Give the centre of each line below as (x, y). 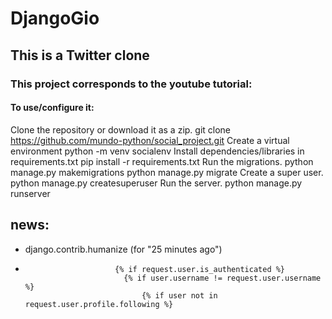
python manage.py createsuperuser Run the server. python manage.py (156, 183)
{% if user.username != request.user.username (222, 278)
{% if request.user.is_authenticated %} (200, 269)
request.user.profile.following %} (99, 304)
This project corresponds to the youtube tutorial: (131, 84)
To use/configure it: (52, 108)
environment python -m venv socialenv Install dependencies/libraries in (157, 151)
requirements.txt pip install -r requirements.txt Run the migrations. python (162, 161)
